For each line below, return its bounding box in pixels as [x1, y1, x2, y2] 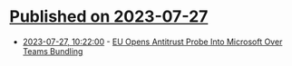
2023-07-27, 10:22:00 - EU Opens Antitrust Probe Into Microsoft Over [22, 36, 283, 47]
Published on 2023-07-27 [9, 6, 209, 27]
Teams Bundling [22, 45, 83, 56]
